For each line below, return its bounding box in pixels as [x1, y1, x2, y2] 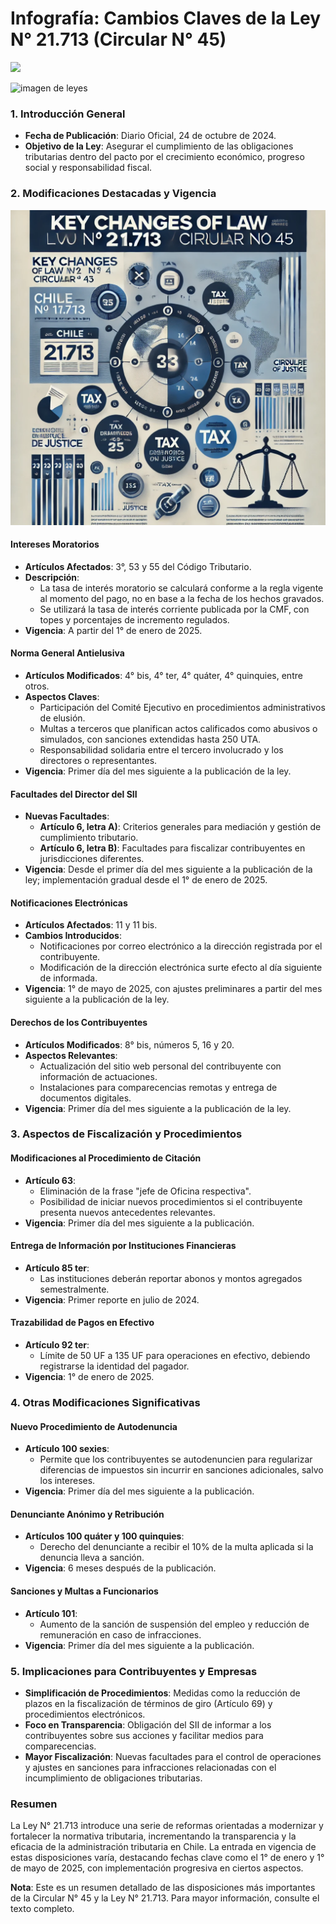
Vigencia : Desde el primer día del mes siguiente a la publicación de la [24, 863, 313, 876]
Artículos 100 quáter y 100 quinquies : [24, 1530, 185, 1542]
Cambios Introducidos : [24, 930, 123, 942]
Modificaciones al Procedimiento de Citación [10, 1152, 202, 1164]
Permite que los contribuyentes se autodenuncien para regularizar [39, 1453, 313, 1466]
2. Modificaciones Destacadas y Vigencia [10, 187, 217, 201]
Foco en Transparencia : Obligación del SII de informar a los [24, 1718, 272, 1731]
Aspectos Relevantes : [24, 1049, 118, 1061]
